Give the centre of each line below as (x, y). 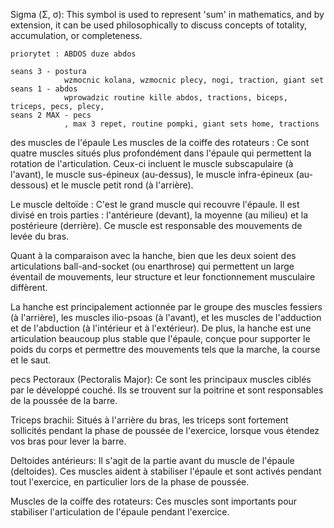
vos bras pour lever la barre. (68, 441)
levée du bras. (40, 236)
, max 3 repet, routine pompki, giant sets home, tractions (191, 124)
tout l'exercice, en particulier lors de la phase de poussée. (130, 482)
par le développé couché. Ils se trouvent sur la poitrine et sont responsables (167, 390)
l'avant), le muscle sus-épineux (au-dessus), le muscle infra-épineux (152, 174)
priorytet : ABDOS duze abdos (73, 54)
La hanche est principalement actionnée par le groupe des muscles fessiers (166, 307)
